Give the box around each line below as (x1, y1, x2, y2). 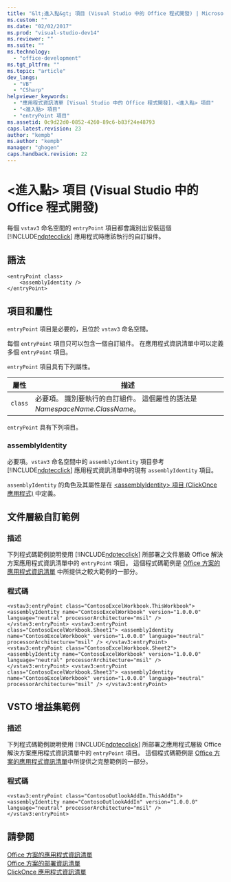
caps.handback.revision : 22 (7, 151, 88, 158)
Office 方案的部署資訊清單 (7, 859, 81, 867)
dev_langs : (7, 74, 38, 81)
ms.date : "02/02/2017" (7, 23, 72, 30)
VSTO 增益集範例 (7, 701, 80, 713)
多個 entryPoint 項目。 (7, 348, 72, 356)
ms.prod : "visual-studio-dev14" (7, 29, 100, 36)
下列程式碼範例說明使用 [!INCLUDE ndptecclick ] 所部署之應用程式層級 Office (7, 740, 222, 749)
